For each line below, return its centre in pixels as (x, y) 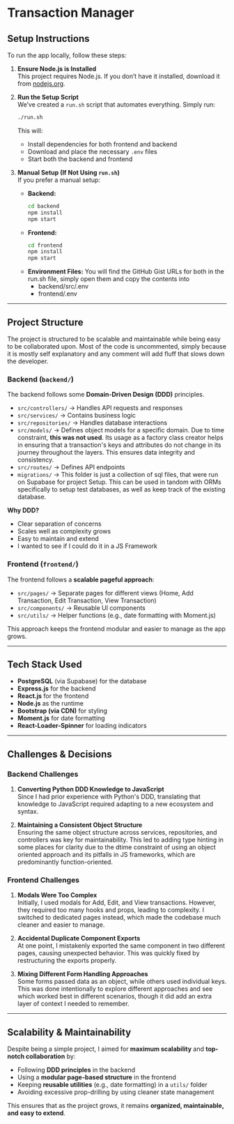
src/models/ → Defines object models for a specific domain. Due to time (121, 430)
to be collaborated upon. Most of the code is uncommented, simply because (117, 346)
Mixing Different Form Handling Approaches (83, 974)
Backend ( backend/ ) (41, 379)
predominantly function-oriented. (65, 862)
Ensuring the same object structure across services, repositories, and (117, 833)
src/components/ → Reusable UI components (81, 607)
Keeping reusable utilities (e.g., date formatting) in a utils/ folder (112, 1085)
